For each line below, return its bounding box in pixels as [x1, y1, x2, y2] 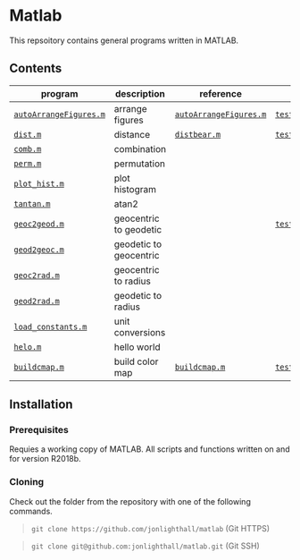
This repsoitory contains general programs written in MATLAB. [9, 35, 239, 46]
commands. [9, 505, 54, 516]
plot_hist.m [13, 178, 65, 189]
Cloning [9, 476, 45, 488]
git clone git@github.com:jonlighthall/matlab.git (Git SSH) [30, 540, 261, 551]
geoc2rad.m [13, 270, 60, 280]
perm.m [13, 158, 42, 168]
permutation [113, 157, 166, 170]
